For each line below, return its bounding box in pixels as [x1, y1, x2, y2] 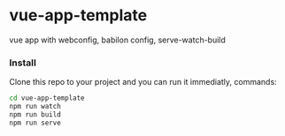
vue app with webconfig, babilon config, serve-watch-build [9, 34, 226, 45]
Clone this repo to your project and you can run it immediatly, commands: [9, 77, 277, 87]
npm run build [9, 110, 62, 119]
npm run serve [9, 118, 62, 127]
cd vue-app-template [9, 94, 86, 102]
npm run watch [9, 102, 62, 111]
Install [9, 57, 37, 69]
